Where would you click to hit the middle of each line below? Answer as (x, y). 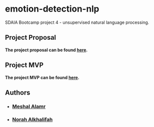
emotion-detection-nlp (52, 9)
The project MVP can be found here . (42, 77)
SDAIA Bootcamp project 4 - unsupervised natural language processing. (77, 22)
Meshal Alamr (29, 107)
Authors (18, 93)
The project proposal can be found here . (46, 50)
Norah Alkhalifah (32, 120)
